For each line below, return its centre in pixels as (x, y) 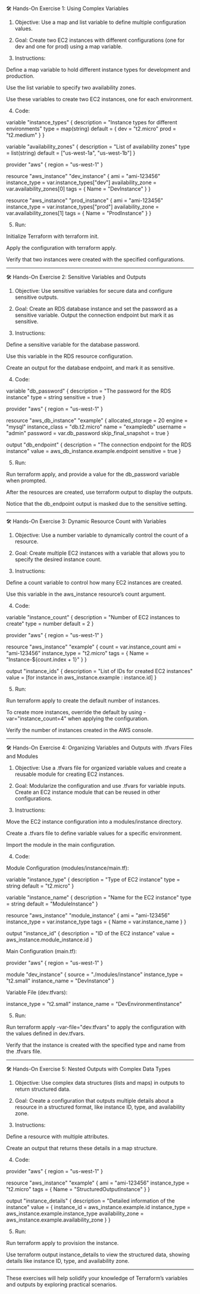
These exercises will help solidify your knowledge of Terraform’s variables (97, 1278)
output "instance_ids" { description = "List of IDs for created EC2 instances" (100, 671)
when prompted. (26, 481)
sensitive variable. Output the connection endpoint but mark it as (94, 315)
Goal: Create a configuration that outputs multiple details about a (94, 1101)
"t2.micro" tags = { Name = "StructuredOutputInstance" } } (78, 1189)
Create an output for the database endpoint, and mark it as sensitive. (90, 368)
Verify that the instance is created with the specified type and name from (96, 1045)
